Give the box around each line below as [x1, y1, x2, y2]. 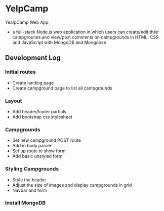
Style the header [12, 176, 46, 183]
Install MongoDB [5, 200, 46, 207]
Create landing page [12, 80, 54, 85]
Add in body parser [12, 143, 52, 149]
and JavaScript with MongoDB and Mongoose [12, 39, 106, 45]
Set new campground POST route [12, 137, 81, 143]
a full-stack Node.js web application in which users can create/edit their [12, 29, 159, 35]
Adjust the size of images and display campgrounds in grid [12, 182, 132, 188]
